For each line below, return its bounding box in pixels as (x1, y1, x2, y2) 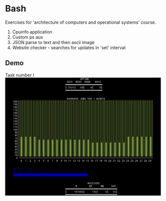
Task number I (5, 72, 35, 78)
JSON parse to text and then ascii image (12, 39, 95, 45)
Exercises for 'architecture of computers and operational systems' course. (5, 19, 157, 25)
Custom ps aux (12, 34, 43, 40)
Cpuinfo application (12, 29, 53, 35)
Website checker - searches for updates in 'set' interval (12, 44, 126, 50)
